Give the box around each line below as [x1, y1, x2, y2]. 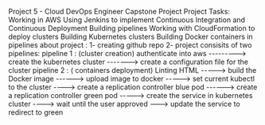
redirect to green [8, 108, 64, 117]
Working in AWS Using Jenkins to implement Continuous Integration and [8, 15, 245, 25]
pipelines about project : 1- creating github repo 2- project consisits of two [8, 40, 252, 50]
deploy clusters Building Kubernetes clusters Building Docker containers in [8, 32, 253, 41]
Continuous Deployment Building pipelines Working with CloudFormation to [8, 24, 255, 32]
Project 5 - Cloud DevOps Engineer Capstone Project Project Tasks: [8, 7, 231, 16]
